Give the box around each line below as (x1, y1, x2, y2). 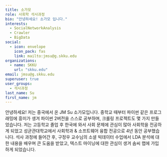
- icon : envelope (9, 44, 46, 49)
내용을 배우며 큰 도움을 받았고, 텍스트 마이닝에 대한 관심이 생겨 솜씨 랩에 (10, 140, 150, 147)
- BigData (9, 35, 30, 40)
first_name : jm (5, 95, 37, 100)
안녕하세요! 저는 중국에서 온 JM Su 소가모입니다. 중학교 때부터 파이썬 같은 (5, 109, 149, 115)
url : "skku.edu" (14, 68, 48, 73)
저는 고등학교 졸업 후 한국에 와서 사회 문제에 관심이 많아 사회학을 (23, 122, 149, 128)
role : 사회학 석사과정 (5, 12, 45, 17)
